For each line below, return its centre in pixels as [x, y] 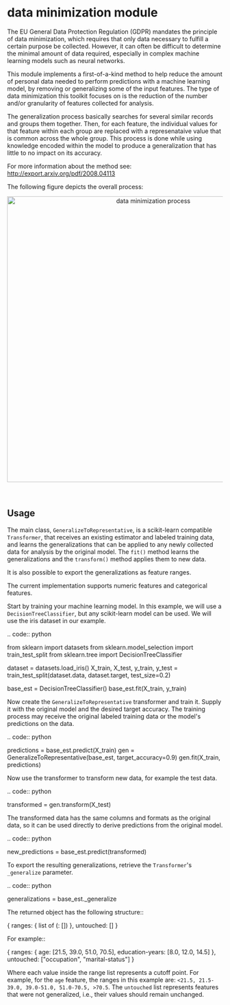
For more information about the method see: [69, 166]
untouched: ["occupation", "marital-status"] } [71, 959]
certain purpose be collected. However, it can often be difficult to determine [114, 46]
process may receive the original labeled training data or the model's [104, 716]
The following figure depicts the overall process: [75, 186]
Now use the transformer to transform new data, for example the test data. [112, 778]
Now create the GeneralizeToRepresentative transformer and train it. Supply [114, 701]
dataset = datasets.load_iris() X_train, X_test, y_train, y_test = [92, 668]
